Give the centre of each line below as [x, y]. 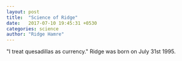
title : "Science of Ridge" [42, 18]
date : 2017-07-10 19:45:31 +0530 [52, 23]
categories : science [33, 29]
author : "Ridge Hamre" [35, 34]
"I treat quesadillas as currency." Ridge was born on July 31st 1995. [91, 51]
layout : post [23, 12]
